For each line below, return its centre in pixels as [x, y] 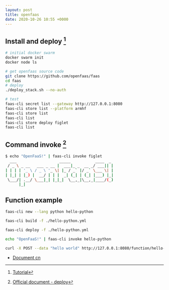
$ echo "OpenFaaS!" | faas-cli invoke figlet [54, 156]
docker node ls [21, 62]
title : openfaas [22, 15]
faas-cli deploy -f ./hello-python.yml [47, 230]
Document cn [27, 258]
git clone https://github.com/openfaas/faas [53, 76]
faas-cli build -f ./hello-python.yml [46, 221]
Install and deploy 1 [36, 40]
